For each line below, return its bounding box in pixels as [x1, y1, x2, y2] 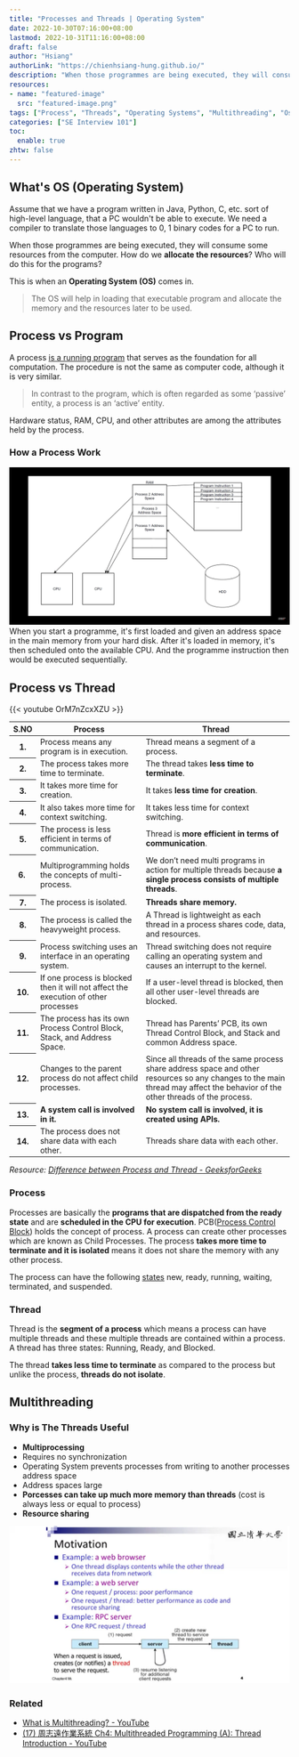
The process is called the [39, 914, 133, 925]
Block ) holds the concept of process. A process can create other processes [9, 1226, 287, 1236]
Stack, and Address [39, 1032, 112, 1043]
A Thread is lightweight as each [145, 910, 262, 920]
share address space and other [145, 1064, 260, 1074]
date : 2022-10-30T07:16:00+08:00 [9, 23, 133, 33]
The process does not [39, 1126, 120, 1137]
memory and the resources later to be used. [30, 303, 193, 313]
